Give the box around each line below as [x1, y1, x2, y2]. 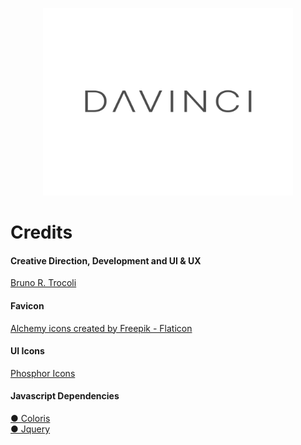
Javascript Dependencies [10, 390, 120, 402]
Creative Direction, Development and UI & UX [10, 254, 202, 267]
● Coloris [10, 413, 51, 424]
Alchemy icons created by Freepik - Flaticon [10, 322, 193, 334]
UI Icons [10, 345, 45, 357]
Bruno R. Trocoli [10, 277, 77, 289]
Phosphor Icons [10, 367, 76, 379]
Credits [10, 221, 73, 244]
